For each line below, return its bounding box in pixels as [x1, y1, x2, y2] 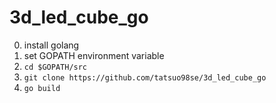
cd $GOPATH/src [23, 62, 88, 72]
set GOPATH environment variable [23, 49, 165, 61]
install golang [23, 39, 80, 51]
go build [23, 83, 61, 93]
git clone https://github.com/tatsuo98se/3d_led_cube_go [23, 72, 267, 83]
